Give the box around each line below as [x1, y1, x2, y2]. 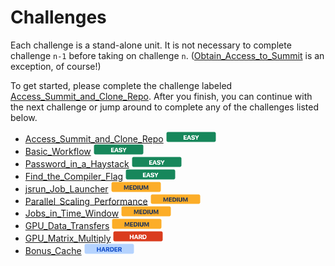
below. [10, 111, 38, 123]
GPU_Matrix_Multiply [24, 232, 112, 245]
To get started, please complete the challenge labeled [10, 79, 233, 91]
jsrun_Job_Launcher [24, 182, 109, 195]
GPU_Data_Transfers [24, 220, 110, 232]
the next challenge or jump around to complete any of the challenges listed [10, 101, 320, 113]
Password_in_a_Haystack [24, 157, 130, 170]
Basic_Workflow [24, 145, 92, 157]
